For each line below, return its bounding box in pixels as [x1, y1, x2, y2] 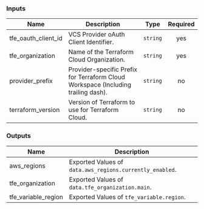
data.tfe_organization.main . [69, 183, 152, 191]
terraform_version [9, 105, 60, 114]
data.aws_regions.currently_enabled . [69, 165, 177, 174]
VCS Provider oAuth [68, 30, 126, 39]
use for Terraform [68, 105, 119, 114]
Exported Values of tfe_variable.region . [69, 193, 186, 201]
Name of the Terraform [68, 48, 134, 56]
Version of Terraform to [68, 98, 135, 107]
